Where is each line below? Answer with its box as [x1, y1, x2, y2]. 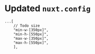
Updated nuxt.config [4, 3, 91, 14]
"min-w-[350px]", [13, 27, 49, 32]
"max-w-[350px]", [13, 36, 49, 41]
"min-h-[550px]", [13, 32, 49, 36]
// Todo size [13, 23, 40, 28]
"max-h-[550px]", [13, 40, 49, 45]
